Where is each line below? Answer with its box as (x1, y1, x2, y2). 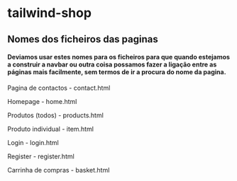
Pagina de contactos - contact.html (7, 83, 111, 92)
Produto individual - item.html (7, 124, 94, 133)
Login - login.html (7, 138, 59, 146)
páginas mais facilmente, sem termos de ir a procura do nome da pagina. (7, 68, 226, 76)
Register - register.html (7, 152, 75, 160)
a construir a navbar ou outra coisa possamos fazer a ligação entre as (7, 60, 217, 69)
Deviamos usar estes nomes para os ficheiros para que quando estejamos (7, 53, 231, 62)
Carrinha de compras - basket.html (7, 165, 110, 174)
